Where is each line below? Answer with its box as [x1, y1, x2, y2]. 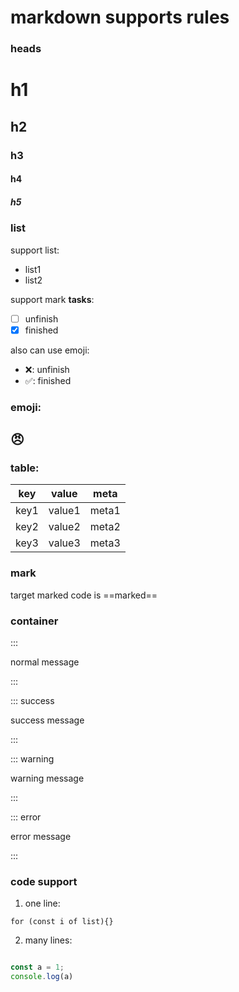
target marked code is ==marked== [10, 589, 158, 601]
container [10, 614, 59, 628]
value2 [48, 520, 81, 534]
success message [10, 714, 85, 726]
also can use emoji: [10, 344, 90, 356]
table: [10, 461, 40, 475]
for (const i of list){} [10, 917, 114, 927]
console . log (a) [10, 972, 74, 982]
